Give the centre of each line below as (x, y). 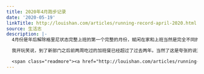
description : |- (27, 34)
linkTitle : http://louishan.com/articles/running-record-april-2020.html (102, 23)
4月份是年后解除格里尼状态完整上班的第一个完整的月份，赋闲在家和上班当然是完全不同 (104, 40)
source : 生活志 (24, 29)
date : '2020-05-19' (31, 17)
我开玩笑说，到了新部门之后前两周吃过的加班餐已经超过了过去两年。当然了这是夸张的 (102, 51)
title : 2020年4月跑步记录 (36, 12)
